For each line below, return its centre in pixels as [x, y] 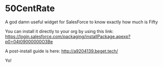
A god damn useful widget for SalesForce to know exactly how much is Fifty [81, 22]
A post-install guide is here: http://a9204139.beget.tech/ [61, 51]
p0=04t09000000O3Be [29, 41]
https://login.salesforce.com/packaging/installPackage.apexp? [68, 36]
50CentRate [30, 8]
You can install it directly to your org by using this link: [59, 31]
